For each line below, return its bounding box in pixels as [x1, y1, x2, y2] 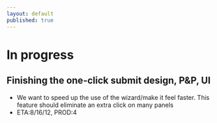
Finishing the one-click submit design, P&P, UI [6, 75, 211, 87]
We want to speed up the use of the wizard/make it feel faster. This [16, 93, 210, 101]
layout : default [6, 10, 54, 17]
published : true [6, 17, 54, 24]
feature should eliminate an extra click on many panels [16, 101, 174, 109]
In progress [6, 47, 74, 63]
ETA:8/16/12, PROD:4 [16, 108, 77, 116]
